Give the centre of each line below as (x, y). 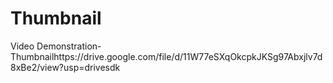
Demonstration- (69, 46)
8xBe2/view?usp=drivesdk (65, 67)
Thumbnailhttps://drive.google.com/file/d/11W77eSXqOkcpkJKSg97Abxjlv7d (166, 56)
